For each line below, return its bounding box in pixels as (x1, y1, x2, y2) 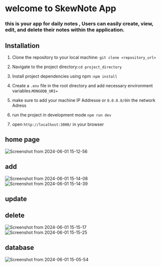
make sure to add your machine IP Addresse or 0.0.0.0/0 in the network (12, 97, 156, 103)
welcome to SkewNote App (5, 3, 116, 14)
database (5, 244, 34, 252)
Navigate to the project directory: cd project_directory (12, 64, 122, 70)
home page (5, 135, 40, 144)
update (5, 194, 27, 203)
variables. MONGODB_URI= (12, 88, 58, 94)
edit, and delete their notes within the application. (5, 26, 125, 33)
